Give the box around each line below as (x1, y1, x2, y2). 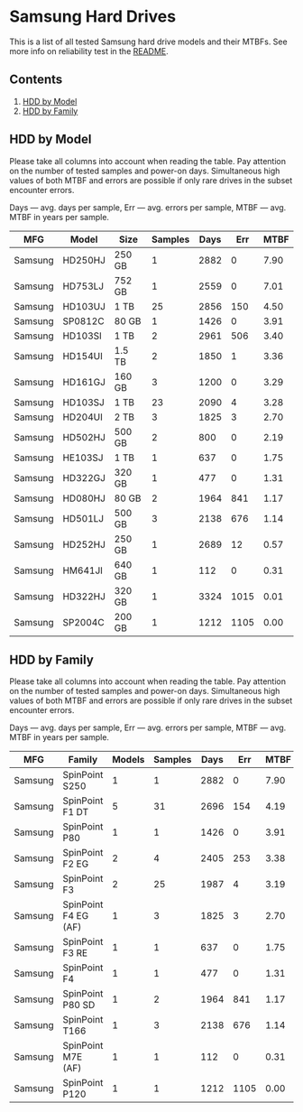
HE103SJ (62, 451, 104, 464)
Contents (9, 72, 63, 88)
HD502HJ (62, 431, 106, 443)
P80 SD (62, 999, 96, 1012)
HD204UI (62, 411, 104, 423)
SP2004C (62, 616, 106, 628)
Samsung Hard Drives (9, 6, 177, 27)
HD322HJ (62, 589, 106, 602)
